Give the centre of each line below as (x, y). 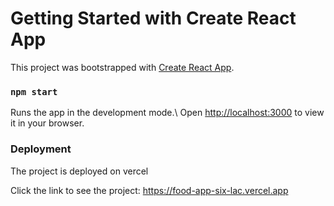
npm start (34, 91)
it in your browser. (47, 123)
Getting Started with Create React (153, 18)
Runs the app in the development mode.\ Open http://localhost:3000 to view (167, 113)
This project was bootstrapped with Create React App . (122, 67)
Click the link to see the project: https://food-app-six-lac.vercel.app (149, 190)
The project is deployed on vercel (79, 171)
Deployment (41, 149)
